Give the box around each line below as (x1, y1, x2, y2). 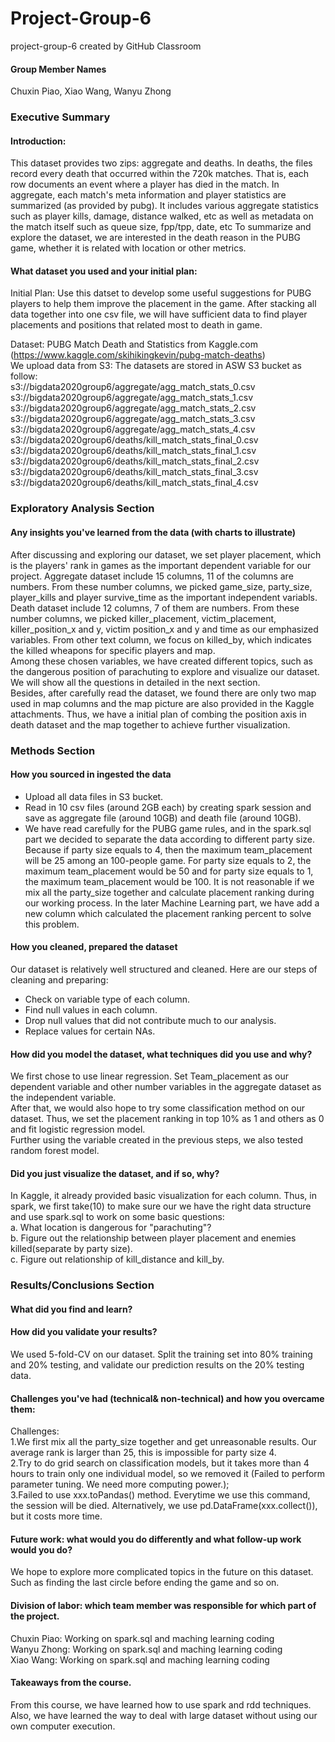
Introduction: (10, 135, 67, 147)
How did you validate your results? (10, 1326, 158, 1338)
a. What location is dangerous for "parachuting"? (10, 1222, 212, 1234)
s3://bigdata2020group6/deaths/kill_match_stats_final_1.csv (10, 445, 257, 457)
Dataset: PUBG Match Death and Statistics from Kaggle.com (10, 338, 258, 351)
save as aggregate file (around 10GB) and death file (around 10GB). (24, 812, 302, 824)
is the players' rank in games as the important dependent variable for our (10, 559, 312, 571)
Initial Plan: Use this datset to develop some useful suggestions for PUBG (10, 287, 312, 299)
